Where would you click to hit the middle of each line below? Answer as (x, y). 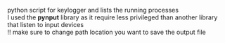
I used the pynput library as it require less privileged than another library (112, 17)
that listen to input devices (46, 25)
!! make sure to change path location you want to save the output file (107, 32)
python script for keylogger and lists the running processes (93, 10)
